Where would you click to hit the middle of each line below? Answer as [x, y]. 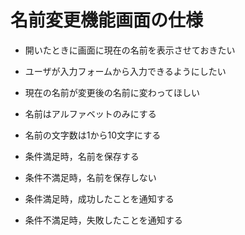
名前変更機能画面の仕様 [107, 20]
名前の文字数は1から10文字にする [93, 135]
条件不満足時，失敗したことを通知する [103, 220]
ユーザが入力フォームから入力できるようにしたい [125, 71]
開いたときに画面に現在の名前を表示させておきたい [130, 50]
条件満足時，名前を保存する [82, 156]
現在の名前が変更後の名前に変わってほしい [112, 92]
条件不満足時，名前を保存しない [90, 177]
